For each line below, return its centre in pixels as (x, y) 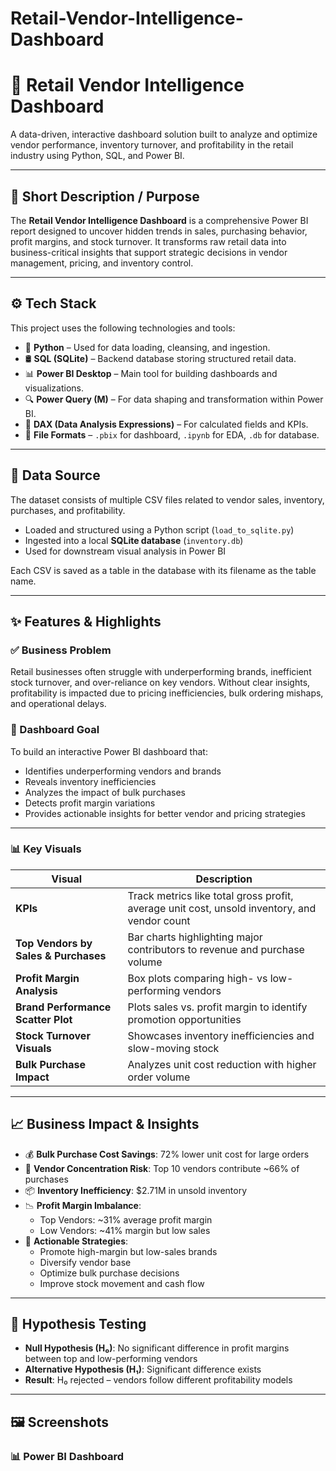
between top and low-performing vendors (111, 1359)
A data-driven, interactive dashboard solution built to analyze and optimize (164, 134)
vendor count (159, 920)
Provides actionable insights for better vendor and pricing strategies (165, 813)
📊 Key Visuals (46, 849)
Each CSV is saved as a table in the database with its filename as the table (163, 570)
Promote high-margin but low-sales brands (128, 1251)
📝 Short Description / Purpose (105, 196)
